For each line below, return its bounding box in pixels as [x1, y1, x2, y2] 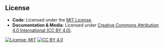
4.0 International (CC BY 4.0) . [12, 27, 72, 33]
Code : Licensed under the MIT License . [12, 17, 92, 23]
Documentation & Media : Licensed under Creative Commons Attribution [12, 22, 159, 28]
